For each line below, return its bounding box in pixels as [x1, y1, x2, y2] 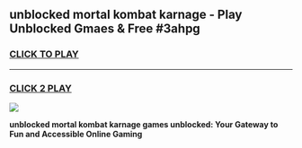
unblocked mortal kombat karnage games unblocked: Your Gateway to [9, 118, 279, 129]
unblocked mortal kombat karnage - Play [9, 7, 243, 22]
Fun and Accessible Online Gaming [9, 128, 143, 139]
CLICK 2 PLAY [9, 82, 72, 94]
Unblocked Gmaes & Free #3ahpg [9, 22, 200, 37]
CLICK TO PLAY [9, 48, 79, 61]
